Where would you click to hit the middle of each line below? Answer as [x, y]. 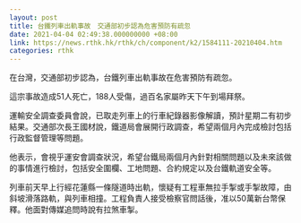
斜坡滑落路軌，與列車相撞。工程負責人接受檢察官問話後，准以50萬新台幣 [144, 199]
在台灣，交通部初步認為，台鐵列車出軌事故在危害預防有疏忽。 [123, 78]
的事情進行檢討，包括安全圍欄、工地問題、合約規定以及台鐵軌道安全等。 [142, 168]
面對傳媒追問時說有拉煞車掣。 [88, 210]
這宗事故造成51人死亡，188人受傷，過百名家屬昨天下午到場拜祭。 [130, 97]
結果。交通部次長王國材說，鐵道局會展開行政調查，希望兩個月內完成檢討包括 [150, 127]
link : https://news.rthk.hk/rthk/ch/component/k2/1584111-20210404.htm [146, 43]
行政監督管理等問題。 [48, 138]
